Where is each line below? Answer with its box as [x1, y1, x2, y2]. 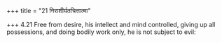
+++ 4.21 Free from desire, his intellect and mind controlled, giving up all [6, 21, 216, 28]
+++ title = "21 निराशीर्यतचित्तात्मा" [6, 7, 91, 15]
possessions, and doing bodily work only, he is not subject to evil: [6, 28, 197, 36]
